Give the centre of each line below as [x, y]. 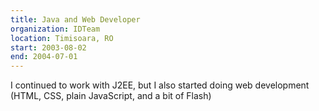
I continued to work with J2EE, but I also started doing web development [160, 85]
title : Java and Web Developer [75, 19]
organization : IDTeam [55, 29]
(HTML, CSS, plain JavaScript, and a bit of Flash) [111, 96]
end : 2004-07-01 [44, 57]
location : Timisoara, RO [62, 38]
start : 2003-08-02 [48, 47]
